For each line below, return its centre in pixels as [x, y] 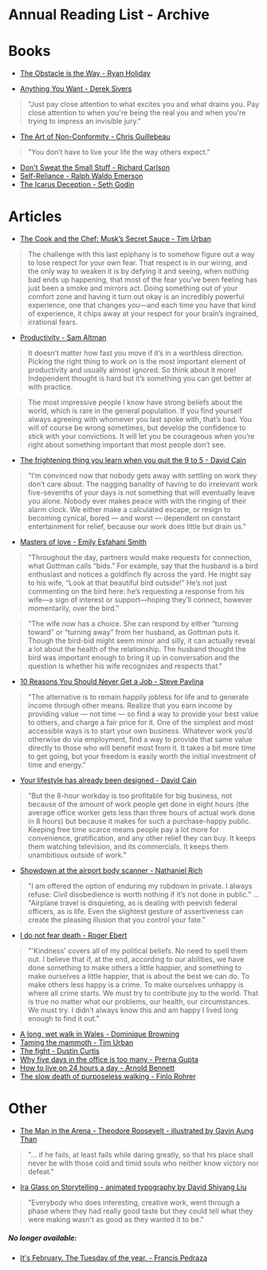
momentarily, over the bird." [73, 609]
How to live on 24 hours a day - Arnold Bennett [97, 1068]
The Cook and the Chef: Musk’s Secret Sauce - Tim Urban [116, 239]
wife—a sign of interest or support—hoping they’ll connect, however [140, 600]
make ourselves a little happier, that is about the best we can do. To [138, 976]
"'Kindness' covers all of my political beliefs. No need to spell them [137, 951]
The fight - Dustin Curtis [59, 1051]
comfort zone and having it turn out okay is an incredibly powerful [136, 297]
